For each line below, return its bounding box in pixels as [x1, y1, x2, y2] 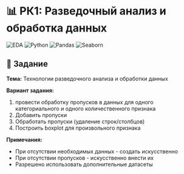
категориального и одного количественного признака [15, 105, 156, 112]
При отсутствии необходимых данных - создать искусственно [15, 147, 178, 155]
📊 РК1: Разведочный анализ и [6, 4, 166, 18]
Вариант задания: [6, 87, 55, 94]
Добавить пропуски [15, 111, 67, 118]
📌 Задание [6, 59, 49, 69]
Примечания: [6, 136, 43, 143]
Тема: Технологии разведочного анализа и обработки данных [6, 75, 168, 82]
